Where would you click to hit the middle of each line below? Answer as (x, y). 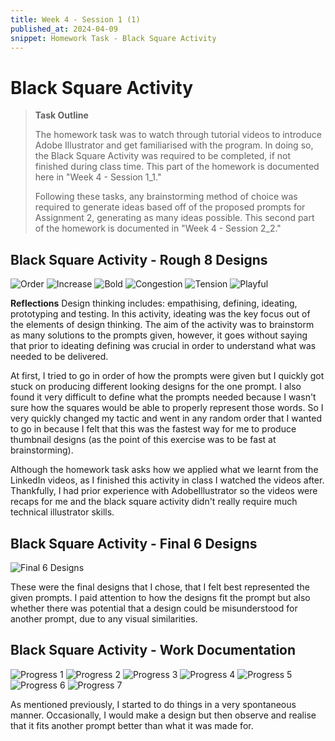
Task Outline (61, 115)
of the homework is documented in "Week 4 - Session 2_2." (158, 228)
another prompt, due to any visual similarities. (104, 618)
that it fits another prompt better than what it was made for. (132, 725)
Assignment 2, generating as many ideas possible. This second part (174, 218)
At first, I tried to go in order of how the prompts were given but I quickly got (167, 376)
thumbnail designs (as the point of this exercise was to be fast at (143, 440)
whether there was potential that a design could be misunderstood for (154, 608)
